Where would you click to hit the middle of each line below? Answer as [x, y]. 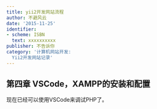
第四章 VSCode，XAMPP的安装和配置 [78, 84]
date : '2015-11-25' [31, 23]
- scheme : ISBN [26, 35]
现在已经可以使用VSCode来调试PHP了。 [57, 100]
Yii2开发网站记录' [32, 58]
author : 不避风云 [27, 18]
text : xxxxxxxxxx [34, 40]
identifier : [21, 29]
